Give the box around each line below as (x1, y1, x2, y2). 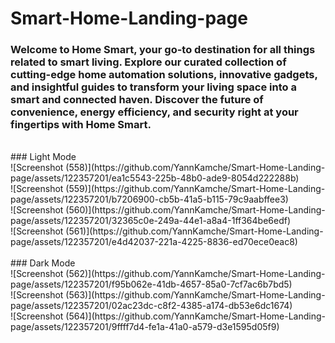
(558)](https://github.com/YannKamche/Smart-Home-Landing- (65, 162, 326, 174)
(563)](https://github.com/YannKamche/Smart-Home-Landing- (65, 289, 326, 301)
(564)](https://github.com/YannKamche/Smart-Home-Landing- (65, 310, 326, 322)
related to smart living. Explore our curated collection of (10, 55, 287, 69)
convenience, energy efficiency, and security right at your (10, 105, 299, 119)
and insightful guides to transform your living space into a (10, 80, 297, 94)
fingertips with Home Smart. (10, 118, 152, 132)
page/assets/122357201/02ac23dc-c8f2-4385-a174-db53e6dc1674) (10, 300, 293, 312)
